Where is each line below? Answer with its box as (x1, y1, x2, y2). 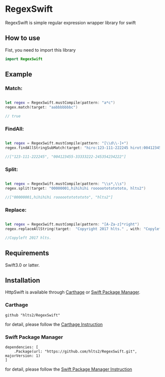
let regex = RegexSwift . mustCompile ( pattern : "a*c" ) (5, 100, 115, 105)
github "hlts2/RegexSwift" (5, 313, 60, 318)
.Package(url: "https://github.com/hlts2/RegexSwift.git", (14, 349, 137, 354)
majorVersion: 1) (5, 353, 41, 358)
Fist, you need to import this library (5, 47, 76, 53)
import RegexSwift (5, 57, 43, 61)
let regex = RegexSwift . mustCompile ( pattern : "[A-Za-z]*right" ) (5, 222, 139, 227)
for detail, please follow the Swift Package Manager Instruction (5, 366, 133, 372)
